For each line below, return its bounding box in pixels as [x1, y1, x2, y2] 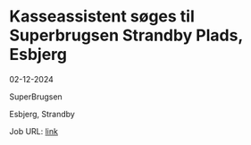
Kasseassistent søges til [9, 6, 195, 27]
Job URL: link [9, 125, 58, 136]
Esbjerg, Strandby [9, 108, 76, 119]
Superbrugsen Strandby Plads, [9, 25, 243, 46]
